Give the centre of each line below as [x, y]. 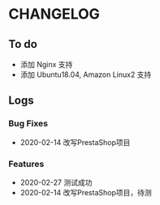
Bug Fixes [28, 124]
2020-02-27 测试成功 [56, 182]
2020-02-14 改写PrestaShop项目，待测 [86, 192]
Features [26, 164]
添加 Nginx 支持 [46, 64]
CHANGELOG [54, 14]
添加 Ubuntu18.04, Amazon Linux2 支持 [86, 75]
